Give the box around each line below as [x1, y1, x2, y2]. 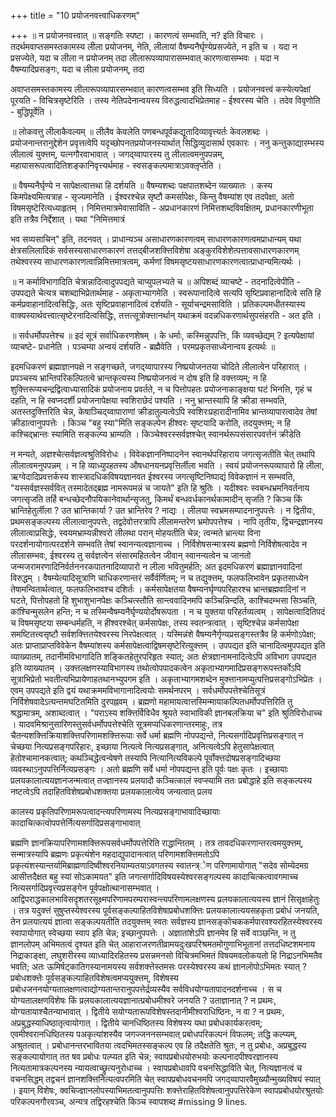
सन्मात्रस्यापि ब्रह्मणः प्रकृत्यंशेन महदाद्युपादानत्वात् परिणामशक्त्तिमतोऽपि [10, 848, 220, 860]
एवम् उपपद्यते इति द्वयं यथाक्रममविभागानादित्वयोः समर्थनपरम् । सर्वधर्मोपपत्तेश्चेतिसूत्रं [10, 685, 266, 696]
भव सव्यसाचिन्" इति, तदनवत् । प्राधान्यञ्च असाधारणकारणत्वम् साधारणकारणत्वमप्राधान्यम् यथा [10, 233, 302, 245]
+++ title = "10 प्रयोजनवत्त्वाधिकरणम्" [10, 10, 140, 21]
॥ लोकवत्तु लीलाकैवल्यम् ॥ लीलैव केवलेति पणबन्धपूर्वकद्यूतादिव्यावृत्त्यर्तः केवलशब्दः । [10, 126, 270, 137]
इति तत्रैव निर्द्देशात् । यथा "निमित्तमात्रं [10, 213, 125, 225]
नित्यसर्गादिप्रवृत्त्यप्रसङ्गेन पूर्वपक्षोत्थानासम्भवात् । [10, 882, 160, 894]
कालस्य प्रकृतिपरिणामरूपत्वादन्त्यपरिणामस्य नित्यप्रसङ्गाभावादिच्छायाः [10, 806, 221, 817]
